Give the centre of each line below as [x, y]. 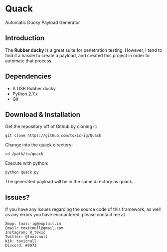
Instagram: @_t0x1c [25, 233]
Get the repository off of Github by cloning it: [51, 126]
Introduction [25, 38]
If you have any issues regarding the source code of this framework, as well [83, 209]
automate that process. [29, 61]
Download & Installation [43, 114]
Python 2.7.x [25, 94]
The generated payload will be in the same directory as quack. [69, 182]
